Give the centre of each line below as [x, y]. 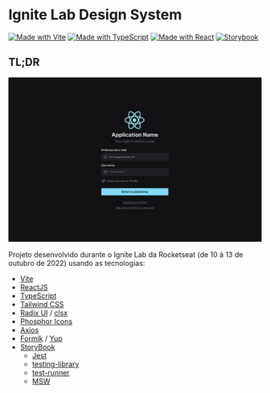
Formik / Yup [41, 338]
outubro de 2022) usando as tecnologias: [77, 264]
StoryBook [37, 347]
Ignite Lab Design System [95, 15]
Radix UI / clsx [44, 313]
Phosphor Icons [46, 321]
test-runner [51, 373]
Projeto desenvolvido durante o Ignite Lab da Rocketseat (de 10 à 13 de [126, 255]
